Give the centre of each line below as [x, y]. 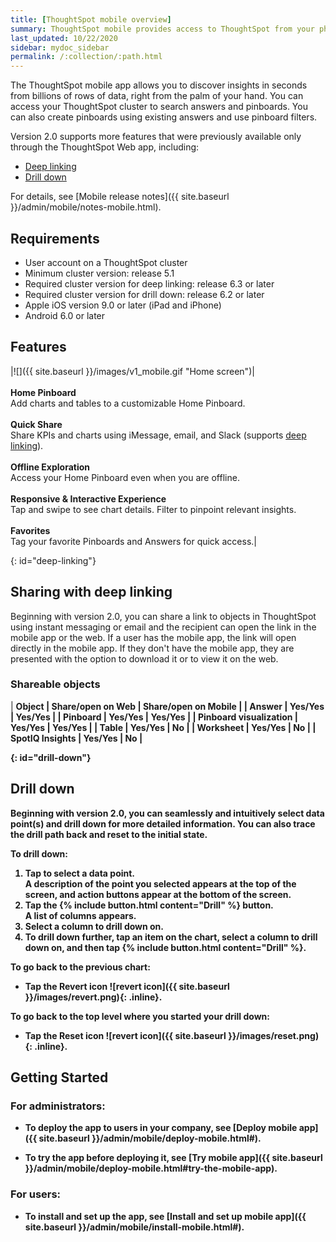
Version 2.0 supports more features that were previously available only [156, 137]
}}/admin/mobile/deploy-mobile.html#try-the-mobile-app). [151, 1168]
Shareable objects [55, 684]
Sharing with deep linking [91, 592]
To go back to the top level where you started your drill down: [140, 1016]
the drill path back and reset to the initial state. [109, 834]
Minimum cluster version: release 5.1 [99, 273]
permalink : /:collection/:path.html [86, 57]
